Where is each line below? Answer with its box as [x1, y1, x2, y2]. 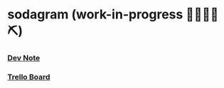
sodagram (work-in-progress [7, 6, 183, 23]
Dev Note [7, 53, 41, 63]
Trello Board [7, 72, 50, 82]
